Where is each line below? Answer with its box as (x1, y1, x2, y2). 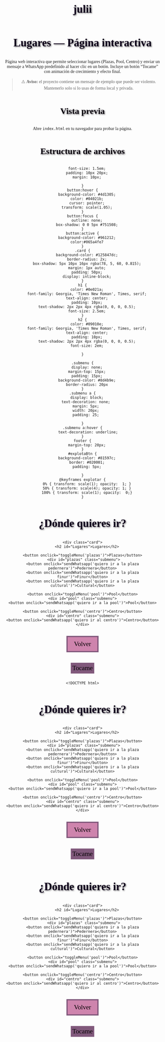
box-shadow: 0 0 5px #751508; (56, 222, 118, 228)
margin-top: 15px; (68, 369, 106, 374)
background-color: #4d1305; (58, 192, 116, 197)
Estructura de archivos (40, 146, 125, 157)
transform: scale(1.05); (61, 205, 113, 210)
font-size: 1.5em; (68, 166, 106, 171)
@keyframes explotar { (59, 478, 106, 482)
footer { (73, 439, 92, 443)
